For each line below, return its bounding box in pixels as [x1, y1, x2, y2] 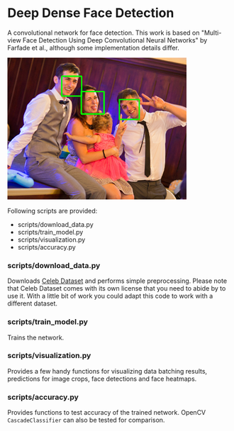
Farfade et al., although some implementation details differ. [7, 43, 179, 52]
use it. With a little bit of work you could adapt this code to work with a [7, 292, 213, 301]
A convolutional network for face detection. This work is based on [7, 28, 200, 37]
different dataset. [7, 299, 58, 308]
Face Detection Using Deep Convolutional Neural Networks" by [22, 35, 208, 44]
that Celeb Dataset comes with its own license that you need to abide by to [7, 284, 226, 293]
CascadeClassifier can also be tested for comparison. [7, 416, 165, 425]
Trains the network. [7, 333, 65, 342]
